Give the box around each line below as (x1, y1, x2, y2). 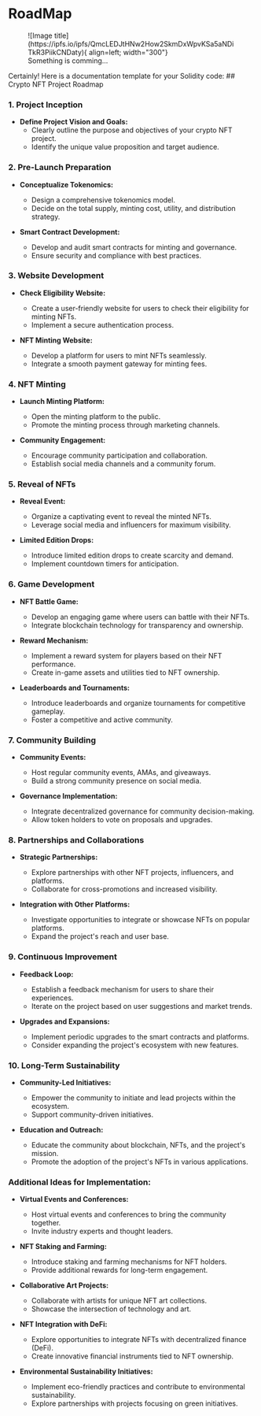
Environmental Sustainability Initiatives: (19, 1367, 153, 1377)
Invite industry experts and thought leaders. (31, 1226, 174, 1236)
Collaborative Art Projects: (19, 1281, 109, 1290)
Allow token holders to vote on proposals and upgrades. (31, 815, 213, 825)
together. (31, 1218, 61, 1228)
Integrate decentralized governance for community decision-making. (31, 806, 255, 816)
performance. (31, 659, 76, 669)
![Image (28, 31, 53, 40)
